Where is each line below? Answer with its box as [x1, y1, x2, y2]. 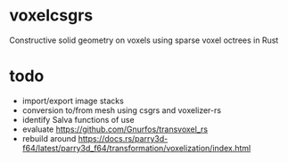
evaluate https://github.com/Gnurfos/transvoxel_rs [21, 124, 208, 134]
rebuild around [21, 133, 77, 143]
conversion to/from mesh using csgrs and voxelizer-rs [21, 104, 221, 116]
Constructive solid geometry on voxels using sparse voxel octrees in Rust [9, 35, 279, 45]
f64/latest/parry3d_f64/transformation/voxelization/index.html [21, 142, 251, 153]
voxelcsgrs [9, 5, 94, 26]
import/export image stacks [21, 95, 125, 106]
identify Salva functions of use [21, 114, 136, 125]
